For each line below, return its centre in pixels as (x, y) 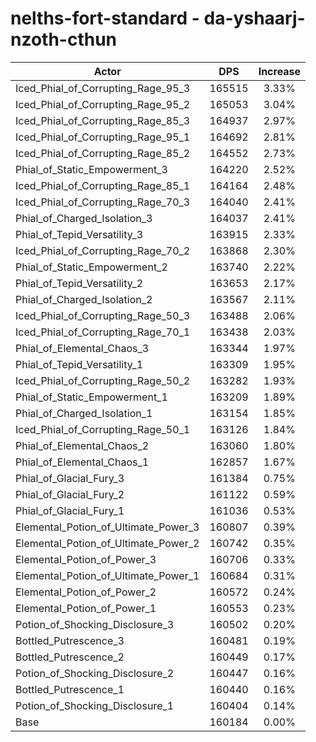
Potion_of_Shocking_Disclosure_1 (95, 705)
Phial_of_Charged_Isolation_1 (84, 413)
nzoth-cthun (64, 39)
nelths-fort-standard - (105, 18)
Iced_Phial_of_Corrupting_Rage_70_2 (103, 250)
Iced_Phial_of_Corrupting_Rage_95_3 (103, 88)
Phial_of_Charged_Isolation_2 (84, 299)
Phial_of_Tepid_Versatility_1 (79, 364)
